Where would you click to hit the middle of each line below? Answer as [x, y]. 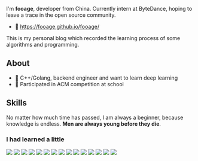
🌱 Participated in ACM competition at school [69, 84]
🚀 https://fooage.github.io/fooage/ [57, 27]
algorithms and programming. [43, 45]
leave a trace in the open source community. [61, 15]
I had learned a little [35, 139]
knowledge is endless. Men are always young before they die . [84, 124]
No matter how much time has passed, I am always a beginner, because [95, 117]
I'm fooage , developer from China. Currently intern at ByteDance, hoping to [99, 9]
